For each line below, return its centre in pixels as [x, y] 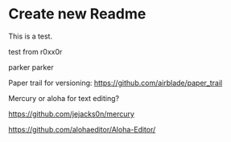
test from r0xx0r [35, 51]
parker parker [31, 67]
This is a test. [31, 36]
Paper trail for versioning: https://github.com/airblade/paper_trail [115, 83]
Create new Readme [77, 14]
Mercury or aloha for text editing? [64, 98]
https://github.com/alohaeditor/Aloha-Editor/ [82, 129]
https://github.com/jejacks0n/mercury [72, 114]
